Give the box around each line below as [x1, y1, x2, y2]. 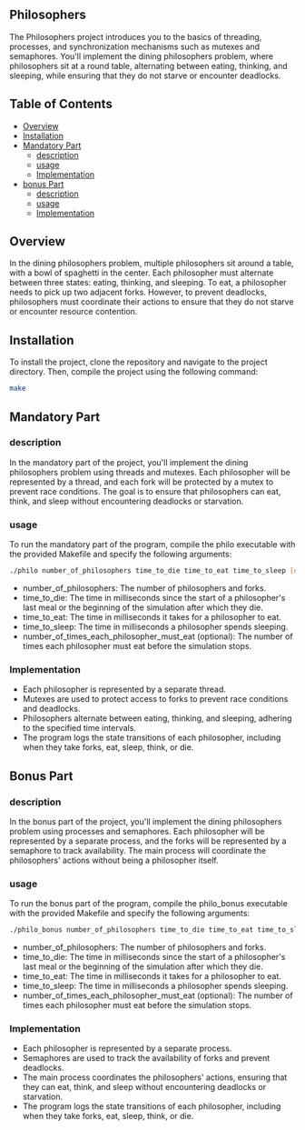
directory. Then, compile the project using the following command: [9, 366, 259, 377]
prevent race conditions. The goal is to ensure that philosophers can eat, [9, 485, 281, 496]
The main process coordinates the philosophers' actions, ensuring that [22, 1072, 288, 1083]
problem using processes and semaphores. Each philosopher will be [9, 825, 265, 836]
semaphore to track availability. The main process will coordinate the [9, 845, 267, 855]
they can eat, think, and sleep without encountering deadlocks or [22, 1082, 266, 1093]
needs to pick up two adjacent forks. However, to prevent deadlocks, [9, 286, 268, 298]
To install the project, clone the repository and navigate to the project [9, 356, 268, 367]
